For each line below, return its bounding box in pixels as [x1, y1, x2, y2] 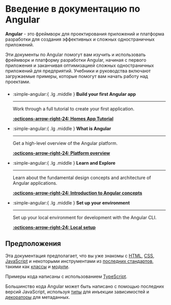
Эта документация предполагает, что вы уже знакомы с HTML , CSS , [5, 253, 155, 259]
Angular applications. [12, 180, 58, 186]
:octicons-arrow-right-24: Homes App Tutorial [12, 116, 113, 122]
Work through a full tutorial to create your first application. [12, 106, 135, 112]
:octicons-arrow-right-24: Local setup [12, 224, 96, 231]
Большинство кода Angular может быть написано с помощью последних [5, 284, 164, 290]
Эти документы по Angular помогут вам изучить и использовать [5, 52, 146, 58]
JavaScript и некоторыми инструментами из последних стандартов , [5, 258, 154, 264]
